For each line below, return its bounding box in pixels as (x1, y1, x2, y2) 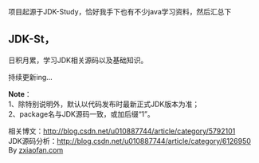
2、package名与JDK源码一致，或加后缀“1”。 (8, 109, 155, 118)
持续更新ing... (8, 72, 53, 81)
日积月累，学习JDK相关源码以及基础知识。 (8, 55, 148, 65)
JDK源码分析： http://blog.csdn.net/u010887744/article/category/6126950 (8, 136, 251, 145)
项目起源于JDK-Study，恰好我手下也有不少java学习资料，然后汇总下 (8, 7, 232, 16)
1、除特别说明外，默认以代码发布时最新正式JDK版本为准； (8, 99, 200, 109)
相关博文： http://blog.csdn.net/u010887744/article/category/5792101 (8, 126, 236, 136)
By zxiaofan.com (8, 145, 64, 154)
